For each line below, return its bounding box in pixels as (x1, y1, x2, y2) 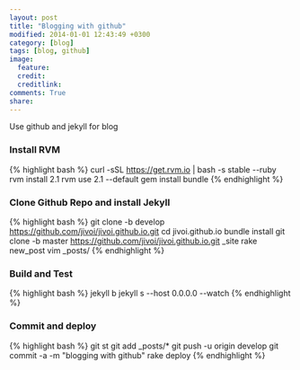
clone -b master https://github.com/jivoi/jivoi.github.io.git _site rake (9, 235, 258, 246)
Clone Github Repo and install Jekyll (9, 196, 171, 208)
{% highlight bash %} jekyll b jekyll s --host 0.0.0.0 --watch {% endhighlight (9, 288, 291, 299)
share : (9, 96, 34, 106)
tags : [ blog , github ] (9, 47, 91, 56)
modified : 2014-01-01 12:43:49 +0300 (9, 30, 151, 39)
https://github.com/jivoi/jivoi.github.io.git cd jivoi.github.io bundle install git (9, 225, 286, 236)
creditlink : (17, 80, 63, 89)
